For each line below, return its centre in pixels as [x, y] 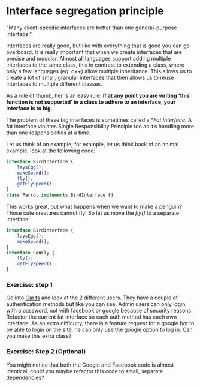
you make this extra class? [39, 336]
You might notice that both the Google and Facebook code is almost [90, 365]
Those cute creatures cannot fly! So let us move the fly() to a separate [93, 213]
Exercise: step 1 [29, 284]
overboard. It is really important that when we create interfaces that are [94, 52]
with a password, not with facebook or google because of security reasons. [99, 311]
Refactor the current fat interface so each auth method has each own [92, 317]
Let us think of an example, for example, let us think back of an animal [93, 144]
